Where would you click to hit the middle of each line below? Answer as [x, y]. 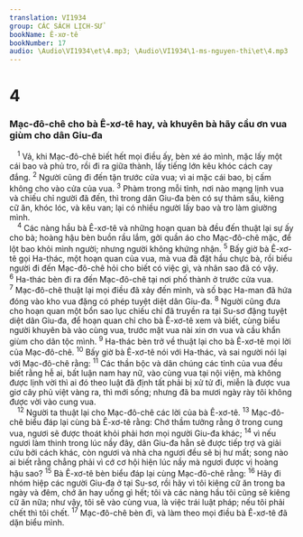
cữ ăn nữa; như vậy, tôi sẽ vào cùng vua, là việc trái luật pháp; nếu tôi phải [147, 502]
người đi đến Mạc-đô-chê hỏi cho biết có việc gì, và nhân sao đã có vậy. [144, 268]
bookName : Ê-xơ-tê [44, 34]
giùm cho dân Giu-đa [56, 135]
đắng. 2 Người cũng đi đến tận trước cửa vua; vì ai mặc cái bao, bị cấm [141, 176]
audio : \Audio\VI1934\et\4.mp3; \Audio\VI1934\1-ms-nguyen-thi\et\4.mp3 [149, 51]
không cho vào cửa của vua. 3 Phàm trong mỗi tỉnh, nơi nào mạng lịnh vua [147, 188]
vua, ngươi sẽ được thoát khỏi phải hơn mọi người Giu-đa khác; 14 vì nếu [143, 432]
